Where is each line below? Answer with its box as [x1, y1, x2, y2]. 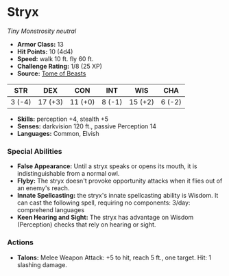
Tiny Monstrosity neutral [7, 27, 77, 35]
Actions [7, 238, 34, 247]
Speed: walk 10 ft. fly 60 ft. [16, 54, 94, 62]
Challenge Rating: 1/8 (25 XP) [16, 62, 103, 70]
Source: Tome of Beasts [16, 69, 86, 78]
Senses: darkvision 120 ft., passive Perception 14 [16, 122, 156, 130]
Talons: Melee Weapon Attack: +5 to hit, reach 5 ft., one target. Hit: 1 [16, 253, 211, 262]
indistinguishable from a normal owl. [16, 170, 120, 178]
